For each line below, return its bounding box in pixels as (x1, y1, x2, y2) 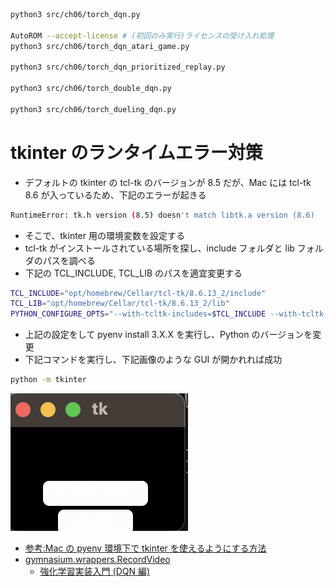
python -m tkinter (10, 375, 87, 385)
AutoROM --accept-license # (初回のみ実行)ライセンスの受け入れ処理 (10, 30, 275, 41)
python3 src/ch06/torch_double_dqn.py (10, 84, 172, 94)
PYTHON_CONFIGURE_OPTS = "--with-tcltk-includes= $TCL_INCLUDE (10, 309, 267, 319)
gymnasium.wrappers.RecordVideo (24, 554, 171, 566)
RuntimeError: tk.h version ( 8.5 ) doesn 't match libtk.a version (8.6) (10, 210, 315, 220)
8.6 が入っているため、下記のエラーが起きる (24, 189, 207, 201)
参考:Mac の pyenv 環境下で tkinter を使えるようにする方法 (24, 542, 267, 554)
